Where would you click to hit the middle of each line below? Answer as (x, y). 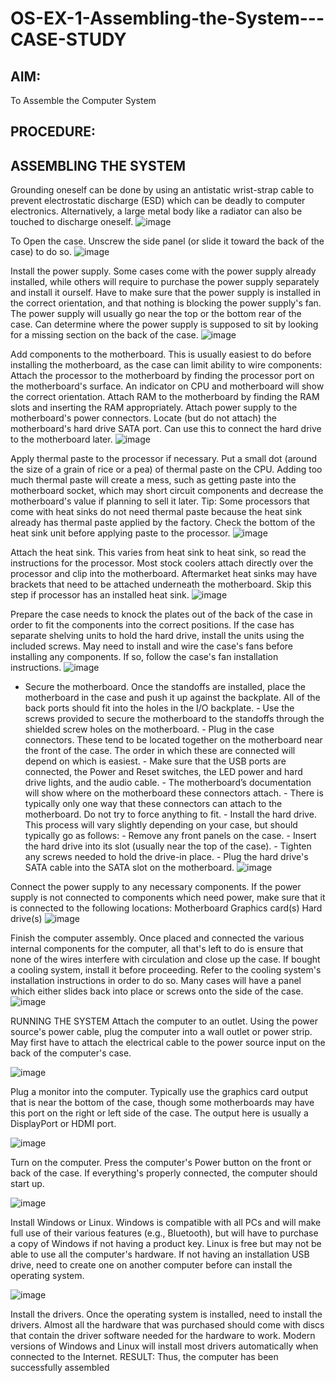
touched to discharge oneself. (72, 222)
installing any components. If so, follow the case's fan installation (144, 657)
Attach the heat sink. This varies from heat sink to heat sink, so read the (158, 553)
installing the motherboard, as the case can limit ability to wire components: (166, 365)
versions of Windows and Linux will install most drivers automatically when (164, 1346)
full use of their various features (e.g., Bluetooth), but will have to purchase (164, 1233)
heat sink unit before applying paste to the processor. (120, 533)
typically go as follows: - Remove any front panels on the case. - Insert (170, 836)
